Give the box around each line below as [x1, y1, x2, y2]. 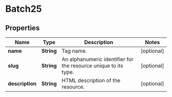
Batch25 [5, 3, 42, 15]
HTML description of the [61, 77, 121, 84]
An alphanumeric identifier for [61, 56, 134, 63]
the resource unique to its [61, 62, 123, 69]
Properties [5, 24, 40, 32]
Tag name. [61, 47, 87, 54]
